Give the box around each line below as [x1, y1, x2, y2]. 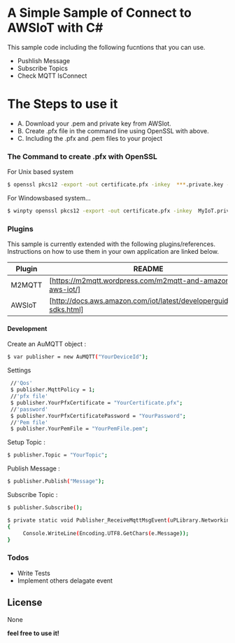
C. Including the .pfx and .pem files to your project [17, 134, 163, 142]
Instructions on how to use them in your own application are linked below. [7, 248, 219, 256]
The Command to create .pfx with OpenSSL [7, 151, 157, 161]
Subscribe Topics [17, 64, 69, 72]
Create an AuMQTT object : [7, 340, 86, 348]
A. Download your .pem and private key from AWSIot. [17, 119, 171, 128]
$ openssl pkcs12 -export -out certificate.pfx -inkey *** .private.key [7, 181, 224, 189]
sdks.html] [48, 305, 84, 315]
